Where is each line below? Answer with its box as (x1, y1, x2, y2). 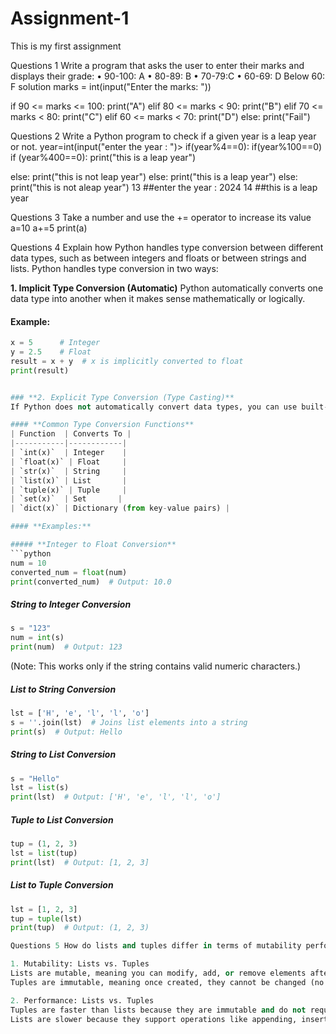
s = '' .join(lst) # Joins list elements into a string (10, 717, 248, 727)
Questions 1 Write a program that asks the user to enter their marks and (10, 59, 305, 71)
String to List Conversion (10, 748, 117, 761)
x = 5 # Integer (10, 338, 101, 348)
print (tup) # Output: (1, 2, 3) (10, 923, 150, 933)
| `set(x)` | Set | (10, 494, 123, 504)
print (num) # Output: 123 (10, 642, 123, 652)
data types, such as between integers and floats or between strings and (10, 252, 307, 264)
